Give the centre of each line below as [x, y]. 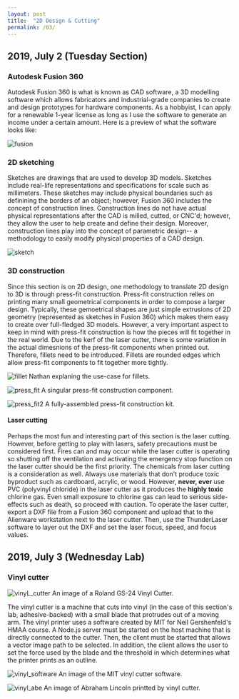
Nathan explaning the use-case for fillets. [90, 376]
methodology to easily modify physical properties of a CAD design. [106, 238]
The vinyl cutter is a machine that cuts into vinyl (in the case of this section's [120, 607]
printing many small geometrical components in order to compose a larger [116, 301]
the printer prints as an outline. [52, 660]
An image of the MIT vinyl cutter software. [120, 674]
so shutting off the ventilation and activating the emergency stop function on [120, 458]
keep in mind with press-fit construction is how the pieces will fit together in [119, 332]
